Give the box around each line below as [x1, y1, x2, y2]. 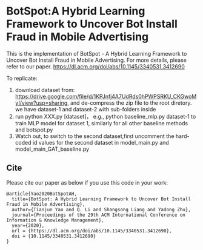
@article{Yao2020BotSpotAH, [6, 191, 78, 197]
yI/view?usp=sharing [15, 99, 68, 107]
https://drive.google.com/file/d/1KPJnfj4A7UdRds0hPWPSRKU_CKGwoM [15, 93, 197, 100]
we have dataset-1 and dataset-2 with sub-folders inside [15, 105, 156, 113]
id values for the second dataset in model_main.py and [32, 139, 170, 146]
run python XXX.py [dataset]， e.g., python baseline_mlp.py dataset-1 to [15, 113, 196, 120]
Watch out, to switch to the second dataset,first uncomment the [15, 132, 175, 140]
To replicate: [6, 74, 38, 82]
